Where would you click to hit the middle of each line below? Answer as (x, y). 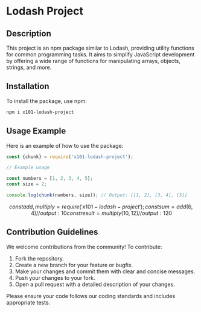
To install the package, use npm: (47, 101)
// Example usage (28, 168)
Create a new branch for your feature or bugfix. (74, 265)
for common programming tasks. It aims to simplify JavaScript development (101, 55)
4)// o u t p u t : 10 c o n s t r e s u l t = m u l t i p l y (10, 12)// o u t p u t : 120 (101, 213)
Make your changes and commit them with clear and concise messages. (105, 271)
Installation (28, 86)
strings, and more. (29, 67)
